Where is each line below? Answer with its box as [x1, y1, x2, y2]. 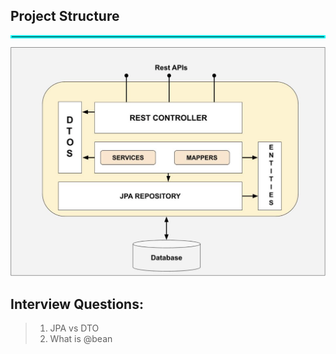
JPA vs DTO [49, 322, 100, 334]
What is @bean [49, 333, 113, 345]
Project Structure [10, 8, 120, 25]
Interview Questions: [10, 295, 144, 313]
